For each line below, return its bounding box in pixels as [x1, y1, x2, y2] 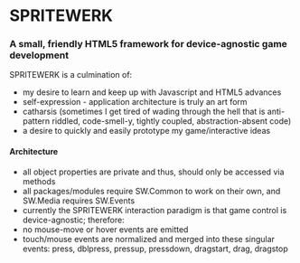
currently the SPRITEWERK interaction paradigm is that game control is [22, 204, 287, 215]
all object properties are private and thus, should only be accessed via [22, 166, 285, 177]
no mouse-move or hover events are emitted [22, 223, 189, 235]
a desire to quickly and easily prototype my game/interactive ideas [22, 126, 271, 136]
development [9, 49, 70, 61]
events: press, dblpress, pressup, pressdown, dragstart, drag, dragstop [22, 243, 289, 254]
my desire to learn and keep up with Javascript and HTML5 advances [22, 87, 282, 98]
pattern [22, 116, 51, 127]
